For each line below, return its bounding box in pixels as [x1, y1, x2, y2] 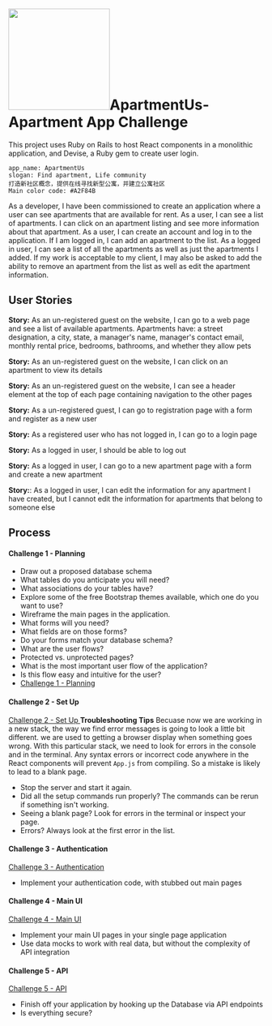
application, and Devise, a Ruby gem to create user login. [8, 148, 199, 158]
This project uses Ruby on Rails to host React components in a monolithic [8, 139, 253, 149]
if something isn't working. [19, 799, 109, 810]
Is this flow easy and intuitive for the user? [19, 669, 162, 680]
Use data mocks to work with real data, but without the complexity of [19, 938, 251, 948]
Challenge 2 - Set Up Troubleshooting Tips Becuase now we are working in [8, 715, 262, 725]
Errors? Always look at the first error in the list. [19, 825, 176, 835]
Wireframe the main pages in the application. [19, 609, 171, 619]
